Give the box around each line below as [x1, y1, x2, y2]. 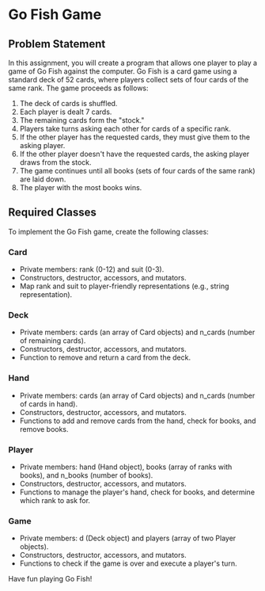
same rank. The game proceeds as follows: [8, 83, 149, 93]
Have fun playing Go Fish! [8, 574, 93, 584]
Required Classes [8, 206, 97, 219]
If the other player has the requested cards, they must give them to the [19, 132, 251, 142]
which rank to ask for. [19, 496, 91, 505]
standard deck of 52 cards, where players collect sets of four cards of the [8, 75, 249, 84]
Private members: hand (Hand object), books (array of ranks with [19, 462, 233, 471]
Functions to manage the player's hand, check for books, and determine [19, 487, 256, 497]
